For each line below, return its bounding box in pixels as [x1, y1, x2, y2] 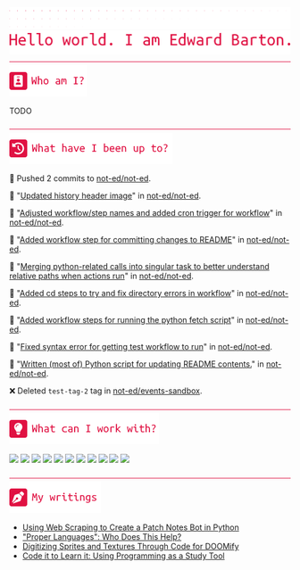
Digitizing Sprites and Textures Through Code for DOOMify [21, 541, 239, 552]
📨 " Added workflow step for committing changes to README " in [9, 235, 246, 245]
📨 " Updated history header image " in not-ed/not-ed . [9, 190, 202, 202]
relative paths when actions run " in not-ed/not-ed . [9, 270, 195, 282]
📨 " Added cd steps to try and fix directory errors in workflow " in [9, 288, 244, 299]
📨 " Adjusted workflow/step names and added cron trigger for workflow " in [9, 208, 283, 219]
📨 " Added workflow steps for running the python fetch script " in [9, 315, 244, 326]
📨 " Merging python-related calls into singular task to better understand [9, 261, 270, 272]
